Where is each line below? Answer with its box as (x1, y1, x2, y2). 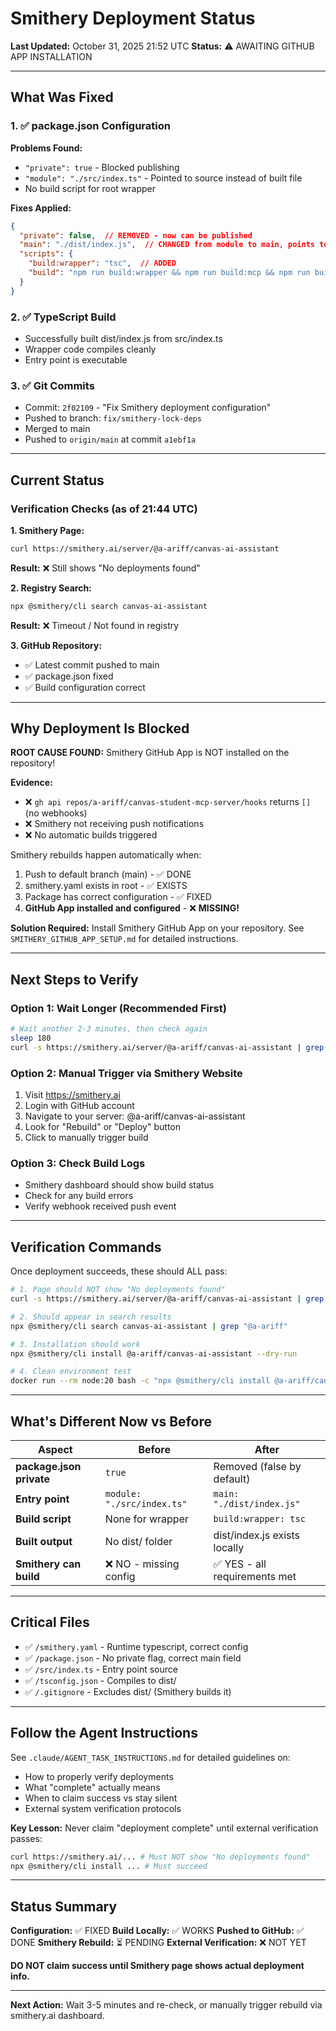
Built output (15, 1535, 73, 1548)
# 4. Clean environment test (10, 1367, 132, 1377)
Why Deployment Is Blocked (10, 720, 190, 737)
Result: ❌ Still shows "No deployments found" (10, 562, 201, 574)
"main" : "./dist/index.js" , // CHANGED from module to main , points (19, 240, 315, 250)
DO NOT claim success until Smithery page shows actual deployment (10, 1960, 305, 1972)
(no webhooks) (24, 807, 88, 819)
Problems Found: (10, 142, 83, 154)
